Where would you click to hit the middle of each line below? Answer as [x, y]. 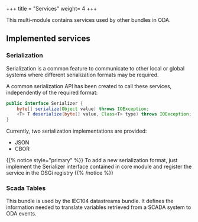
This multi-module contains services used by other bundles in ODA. [88, 20]
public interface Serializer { [45, 103]
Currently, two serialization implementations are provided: [77, 131]
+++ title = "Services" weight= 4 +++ [52, 9]
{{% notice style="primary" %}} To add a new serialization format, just [92, 160]
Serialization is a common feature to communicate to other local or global [95, 68]
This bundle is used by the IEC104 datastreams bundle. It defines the [90, 201]
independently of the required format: [52, 92]
